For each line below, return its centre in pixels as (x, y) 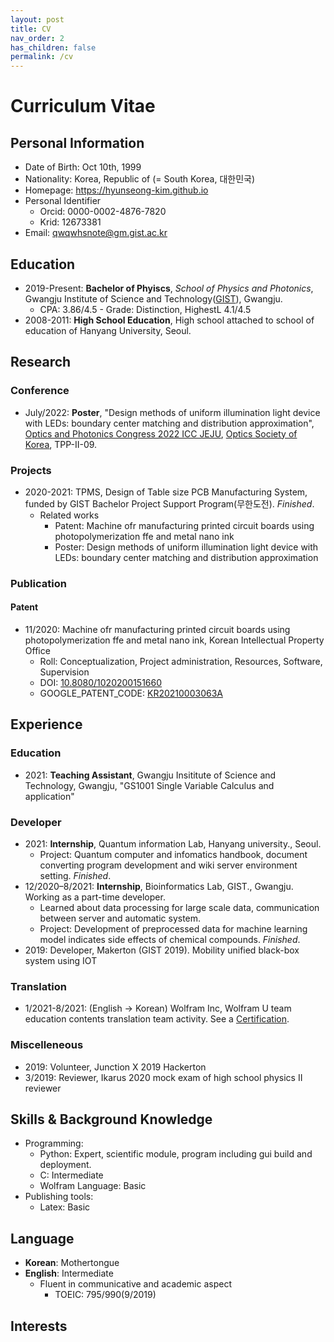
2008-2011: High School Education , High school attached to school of (169, 320)
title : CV (31, 29)
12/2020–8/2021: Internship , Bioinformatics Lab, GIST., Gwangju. (159, 887)
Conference (40, 391)
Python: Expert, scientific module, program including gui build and (176, 1154)
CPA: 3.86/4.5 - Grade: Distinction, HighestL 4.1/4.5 (145, 309)
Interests (39, 1326)
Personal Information (77, 142)
